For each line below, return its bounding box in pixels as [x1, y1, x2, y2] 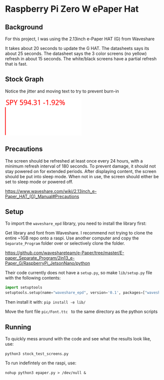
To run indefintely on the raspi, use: [5, 360, 77, 366]
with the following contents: [5, 275, 61, 281]
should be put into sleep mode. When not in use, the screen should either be [5, 173, 159, 179]
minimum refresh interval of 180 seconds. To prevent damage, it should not [5, 163, 156, 169]
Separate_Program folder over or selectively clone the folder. [5, 240, 125, 246]
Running [5, 323, 32, 331]
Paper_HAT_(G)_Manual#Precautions [5, 193, 80, 199]
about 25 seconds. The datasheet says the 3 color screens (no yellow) [5, 50, 147, 56]
